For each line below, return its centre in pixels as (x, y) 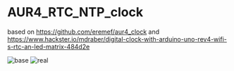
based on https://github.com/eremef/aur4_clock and (84, 32)
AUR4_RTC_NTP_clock (75, 12)
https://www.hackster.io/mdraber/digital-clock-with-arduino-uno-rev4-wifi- (117, 39)
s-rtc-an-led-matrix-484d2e (49, 46)
